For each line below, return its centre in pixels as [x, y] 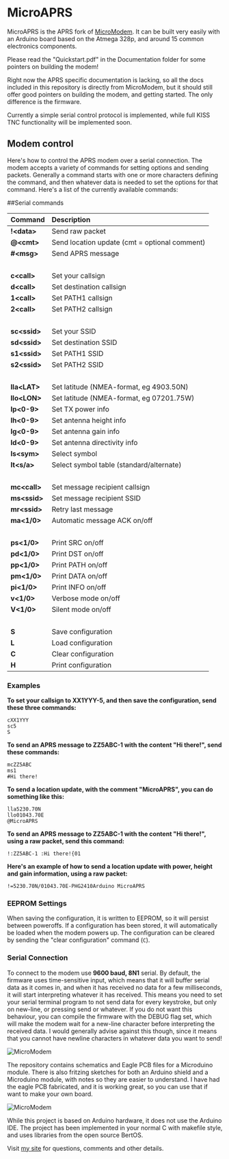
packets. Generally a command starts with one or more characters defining [113, 175]
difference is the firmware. [44, 101]
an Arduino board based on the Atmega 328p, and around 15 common [106, 38]
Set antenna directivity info [95, 442]
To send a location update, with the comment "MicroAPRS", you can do [110, 789]
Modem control [40, 144]
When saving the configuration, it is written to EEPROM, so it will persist [108, 918]
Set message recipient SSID [96, 498]
